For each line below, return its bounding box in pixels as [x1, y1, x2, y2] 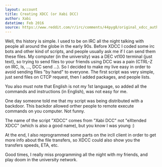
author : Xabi [5, 16, 31, 21]
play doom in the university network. [5, 157, 78, 163]
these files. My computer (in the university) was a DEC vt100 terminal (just [5, 54, 153, 59]
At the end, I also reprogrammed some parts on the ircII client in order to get [5, 132, 156, 138]
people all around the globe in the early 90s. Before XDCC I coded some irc [5, 43, 155, 49]
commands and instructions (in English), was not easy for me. [5, 89, 128, 95]
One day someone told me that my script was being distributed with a [5, 98, 143, 104]
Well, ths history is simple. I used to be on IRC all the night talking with [5, 38, 144, 44]
